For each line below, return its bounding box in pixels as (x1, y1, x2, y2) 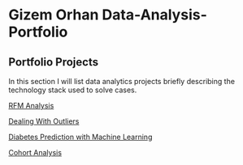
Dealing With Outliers (8, 116, 80, 126)
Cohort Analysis (8, 148, 63, 157)
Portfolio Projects (8, 55, 99, 69)
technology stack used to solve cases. (8, 85, 137, 95)
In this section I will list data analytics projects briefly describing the (8, 77, 236, 86)
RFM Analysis (8, 101, 54, 110)
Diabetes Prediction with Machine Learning (8, 132, 153, 142)
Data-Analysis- (102, 6, 207, 24)
